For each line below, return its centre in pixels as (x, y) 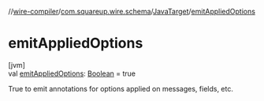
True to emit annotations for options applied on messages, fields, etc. (121, 88)
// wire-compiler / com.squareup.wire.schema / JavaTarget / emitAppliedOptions (132, 11)
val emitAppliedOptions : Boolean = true (72, 73)
